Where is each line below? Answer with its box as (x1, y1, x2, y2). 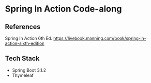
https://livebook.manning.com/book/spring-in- (53, 35, 146, 41)
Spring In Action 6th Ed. (5, 35, 52, 41)
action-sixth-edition (5, 41, 45, 46)
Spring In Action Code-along (5, 3, 122, 14)
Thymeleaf (12, 72, 34, 78)
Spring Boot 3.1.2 (12, 67, 46, 73)
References (5, 23, 41, 31)
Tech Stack (5, 55, 40, 63)
